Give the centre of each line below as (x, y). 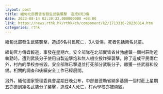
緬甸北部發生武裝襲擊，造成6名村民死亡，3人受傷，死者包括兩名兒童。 (76, 42)
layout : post (18, 9)
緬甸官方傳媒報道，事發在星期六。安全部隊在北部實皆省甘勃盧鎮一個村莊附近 (81, 52)
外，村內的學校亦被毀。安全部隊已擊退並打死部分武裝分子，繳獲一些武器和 (79, 64)
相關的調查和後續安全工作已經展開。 (49, 70)
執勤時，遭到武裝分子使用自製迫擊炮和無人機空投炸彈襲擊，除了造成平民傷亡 (81, 58)
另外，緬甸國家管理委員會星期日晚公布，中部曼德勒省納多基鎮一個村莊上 (77, 81)
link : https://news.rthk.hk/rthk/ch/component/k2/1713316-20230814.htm (79, 23)
